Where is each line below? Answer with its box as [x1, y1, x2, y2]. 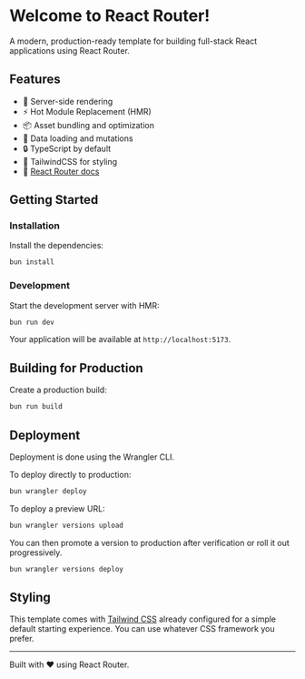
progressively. [9, 547, 63, 558]
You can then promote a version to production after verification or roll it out [9, 537, 290, 548]
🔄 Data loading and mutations [22, 133, 133, 144]
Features [9, 72, 61, 87]
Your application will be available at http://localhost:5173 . [9, 334, 231, 345]
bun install [9, 258, 54, 267]
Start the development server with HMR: [9, 299, 160, 310]
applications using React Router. [9, 45, 130, 56]
